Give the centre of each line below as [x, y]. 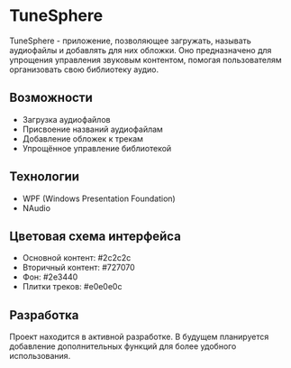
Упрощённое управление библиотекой [97, 148]
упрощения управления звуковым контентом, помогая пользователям [145, 60]
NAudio [36, 207]
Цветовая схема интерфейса [95, 236]
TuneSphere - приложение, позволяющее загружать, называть [131, 41]
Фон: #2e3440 [50, 277]
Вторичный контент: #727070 [78, 268]
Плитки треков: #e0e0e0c [72, 287]
